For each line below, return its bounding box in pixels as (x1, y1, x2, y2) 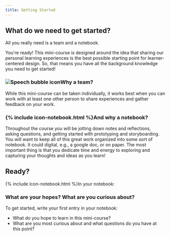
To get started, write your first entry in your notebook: (5, 205, 118, 212)
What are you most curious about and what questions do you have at (12, 220, 157, 227)
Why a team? (60, 78, 93, 86)
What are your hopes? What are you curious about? (5, 193, 135, 200)
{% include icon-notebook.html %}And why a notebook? (5, 114, 149, 121)
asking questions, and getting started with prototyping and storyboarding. (5, 131, 160, 137)
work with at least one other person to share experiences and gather (5, 95, 149, 102)
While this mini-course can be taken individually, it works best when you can (5, 90, 165, 96)
